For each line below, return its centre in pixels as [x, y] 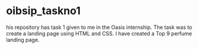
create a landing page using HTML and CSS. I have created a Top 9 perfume [99, 33]
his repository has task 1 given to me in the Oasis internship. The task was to [99, 27]
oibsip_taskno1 [43, 11]
